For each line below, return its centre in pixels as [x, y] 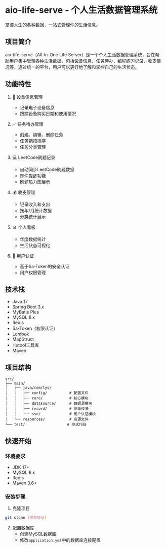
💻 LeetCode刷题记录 [34, 157]
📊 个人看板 [24, 227]
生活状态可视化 [35, 245]
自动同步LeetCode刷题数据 [47, 169]
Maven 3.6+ [24, 483]
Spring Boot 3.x [28, 307]
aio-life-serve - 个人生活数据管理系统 [82, 10]
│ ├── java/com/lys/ [28, 388]
